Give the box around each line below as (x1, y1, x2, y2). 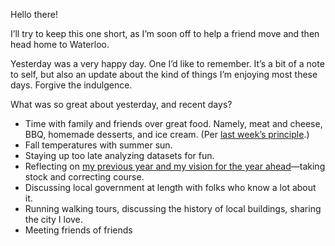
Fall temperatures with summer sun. (24, 139, 173, 151)
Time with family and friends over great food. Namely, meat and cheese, (24, 118, 323, 129)
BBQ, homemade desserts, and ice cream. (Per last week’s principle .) (24, 129, 310, 140)
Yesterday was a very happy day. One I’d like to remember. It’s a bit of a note (10, 58, 325, 69)
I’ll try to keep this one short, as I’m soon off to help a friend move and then (10, 28, 320, 39)
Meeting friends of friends (24, 224, 133, 236)
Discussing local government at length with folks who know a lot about (24, 182, 317, 193)
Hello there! (10, 9, 58, 20)
